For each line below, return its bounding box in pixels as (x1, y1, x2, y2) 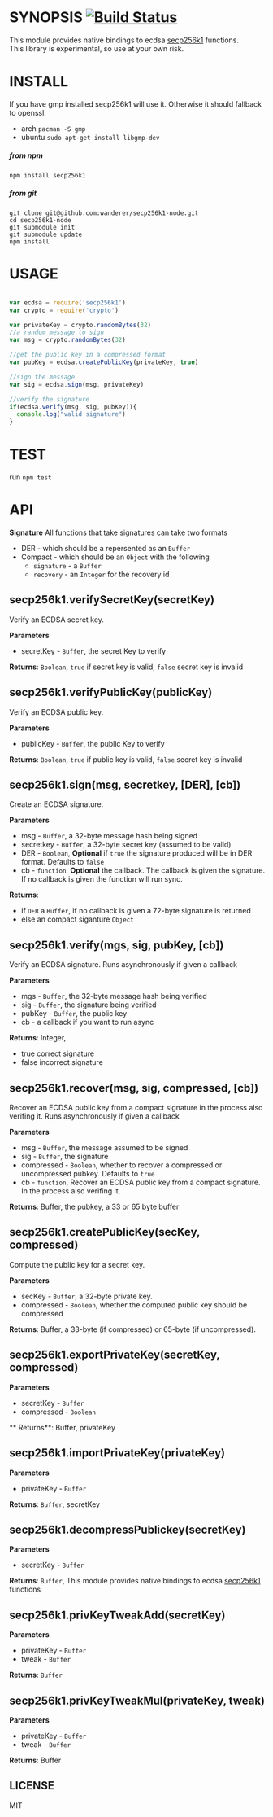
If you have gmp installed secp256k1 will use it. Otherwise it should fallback (9, 99, 262, 109)
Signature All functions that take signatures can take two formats (9, 528, 228, 537)
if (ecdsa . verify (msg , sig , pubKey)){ (9, 403, 137, 411)
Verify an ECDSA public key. (9, 707, 104, 716)
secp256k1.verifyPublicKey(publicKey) (9, 685, 213, 699)
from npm (9, 151, 44, 160)
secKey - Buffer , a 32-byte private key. (20, 1291, 153, 1301)
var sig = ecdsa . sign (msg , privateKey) (9, 380, 145, 388)
